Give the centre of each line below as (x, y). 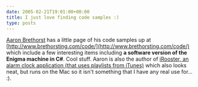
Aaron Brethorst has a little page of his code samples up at (79, 40)
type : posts (21, 23)
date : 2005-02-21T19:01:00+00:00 (48, 12)
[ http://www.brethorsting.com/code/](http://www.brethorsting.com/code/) (98, 46)
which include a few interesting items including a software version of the (97, 53)
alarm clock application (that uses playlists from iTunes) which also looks (97, 65)
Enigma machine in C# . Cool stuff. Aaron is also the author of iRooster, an (97, 59)
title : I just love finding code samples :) (63, 17)
